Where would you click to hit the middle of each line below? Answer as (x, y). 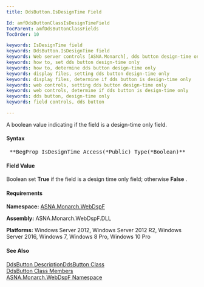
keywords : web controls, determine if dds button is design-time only (97, 91)
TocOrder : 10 (23, 34)
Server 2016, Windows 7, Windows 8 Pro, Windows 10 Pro (78, 237)
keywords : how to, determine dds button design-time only (81, 68)
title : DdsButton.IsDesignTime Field (54, 12)
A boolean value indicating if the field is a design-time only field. (87, 124)
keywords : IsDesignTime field (45, 45)
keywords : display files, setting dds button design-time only (88, 74)
